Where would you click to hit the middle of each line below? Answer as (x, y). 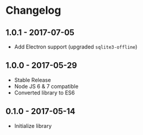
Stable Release (32, 80)
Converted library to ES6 (44, 93)
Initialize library (33, 125)
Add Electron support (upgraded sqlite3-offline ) (76, 47)
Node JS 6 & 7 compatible (46, 86)
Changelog (33, 10)
